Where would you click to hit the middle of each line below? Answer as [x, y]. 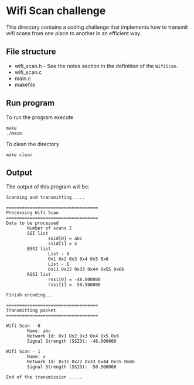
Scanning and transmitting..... [45, 198]
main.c [23, 78]
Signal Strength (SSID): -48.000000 [72, 342]
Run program [30, 103]
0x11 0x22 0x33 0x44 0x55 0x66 [86, 269]
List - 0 [58, 254]
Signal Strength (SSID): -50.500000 [72, 367]
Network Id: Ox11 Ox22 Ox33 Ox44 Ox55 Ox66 [81, 362]
